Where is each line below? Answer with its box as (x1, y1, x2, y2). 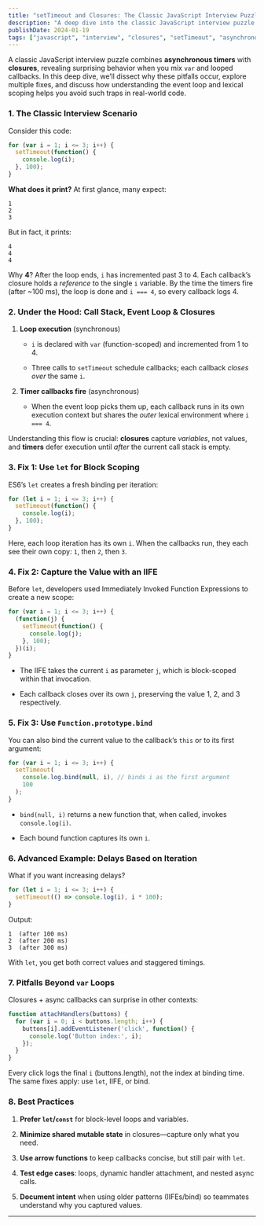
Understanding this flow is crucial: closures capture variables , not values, (8, 434, 247, 443)
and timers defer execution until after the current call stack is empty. (8, 442, 231, 452)
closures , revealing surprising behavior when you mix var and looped (8, 64, 233, 73)
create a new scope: (8, 593, 75, 602)
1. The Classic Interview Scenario (8, 108, 137, 119)
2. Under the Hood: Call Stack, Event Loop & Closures (8, 306, 215, 317)
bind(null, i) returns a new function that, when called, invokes (19, 809, 227, 819)
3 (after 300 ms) (8, 944, 68, 951)
